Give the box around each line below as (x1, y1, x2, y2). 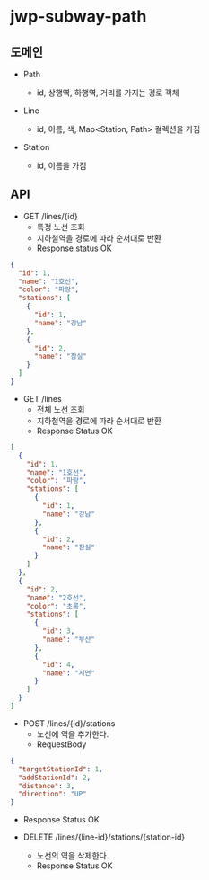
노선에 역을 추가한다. (36, 728, 109, 739)
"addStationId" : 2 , (18, 773, 91, 782)
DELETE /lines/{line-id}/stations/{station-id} (22, 831, 186, 842)
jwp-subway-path (10, 6, 147, 27)
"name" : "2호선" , (26, 593, 88, 602)
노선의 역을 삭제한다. (36, 850, 109, 861)
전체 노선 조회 (36, 404, 85, 414)
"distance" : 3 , (18, 781, 75, 790)
